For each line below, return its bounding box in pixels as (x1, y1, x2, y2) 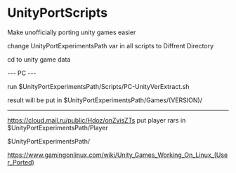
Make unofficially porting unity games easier (7, 28, 136, 36)
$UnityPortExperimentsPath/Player (7, 123, 109, 132)
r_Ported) (7, 158, 35, 166)
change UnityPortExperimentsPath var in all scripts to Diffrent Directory (7, 41, 214, 50)
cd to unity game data (7, 55, 71, 64)
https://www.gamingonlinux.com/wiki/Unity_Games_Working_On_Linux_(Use (7, 151, 228, 159)
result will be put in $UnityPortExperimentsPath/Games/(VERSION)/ (7, 96, 202, 104)
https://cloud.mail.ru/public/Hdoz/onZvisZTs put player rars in (7, 116, 186, 124)
